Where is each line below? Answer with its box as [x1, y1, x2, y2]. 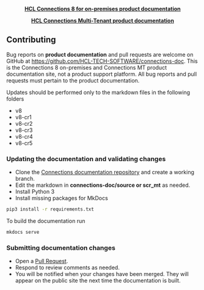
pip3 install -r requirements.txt [6, 206, 95, 212]
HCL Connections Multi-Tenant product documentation [31, 17, 174, 24]
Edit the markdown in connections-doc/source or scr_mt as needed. [15, 181, 191, 189]
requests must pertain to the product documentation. [6, 76, 140, 84]
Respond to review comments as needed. [15, 264, 120, 271]
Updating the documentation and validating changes [6, 154, 166, 163]
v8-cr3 [15, 126, 33, 134]
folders [6, 95, 24, 103]
